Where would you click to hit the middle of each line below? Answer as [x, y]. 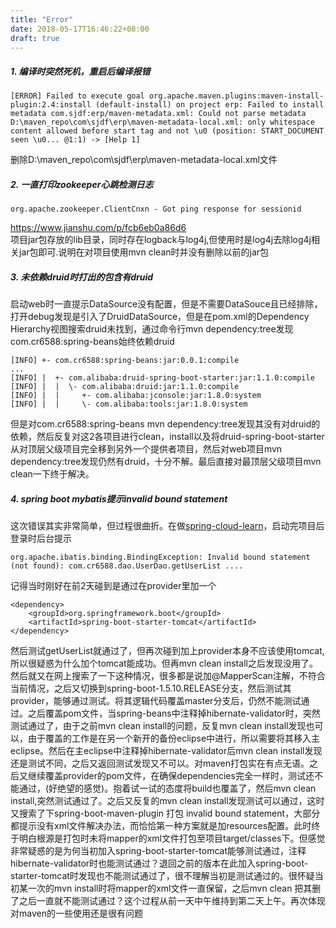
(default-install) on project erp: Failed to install [210, 105]
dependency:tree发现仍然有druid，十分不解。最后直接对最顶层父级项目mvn [166, 462]
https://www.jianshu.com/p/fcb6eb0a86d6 [98, 228]
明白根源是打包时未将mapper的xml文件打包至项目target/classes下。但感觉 [172, 838]
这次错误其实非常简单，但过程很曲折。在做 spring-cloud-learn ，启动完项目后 [167, 526]
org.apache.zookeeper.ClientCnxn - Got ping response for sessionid [156, 209]
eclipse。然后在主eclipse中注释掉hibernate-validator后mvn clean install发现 [166, 751]
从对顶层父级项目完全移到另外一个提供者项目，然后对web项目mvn [146, 449]
